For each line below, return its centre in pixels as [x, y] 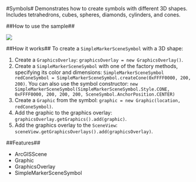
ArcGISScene [31, 154]
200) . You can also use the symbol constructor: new [76, 84]
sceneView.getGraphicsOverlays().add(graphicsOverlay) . [84, 131]
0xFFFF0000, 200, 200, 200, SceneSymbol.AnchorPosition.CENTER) [95, 95]
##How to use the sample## [40, 26]
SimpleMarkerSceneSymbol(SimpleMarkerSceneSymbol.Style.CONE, [92, 89]
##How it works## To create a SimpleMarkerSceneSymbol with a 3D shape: [95, 48]
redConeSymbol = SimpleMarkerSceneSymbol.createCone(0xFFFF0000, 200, [103, 78]
